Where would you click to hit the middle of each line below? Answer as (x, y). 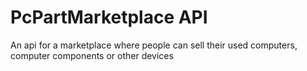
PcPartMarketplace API (109, 17)
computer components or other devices (92, 55)
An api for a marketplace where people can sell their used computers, (154, 45)
